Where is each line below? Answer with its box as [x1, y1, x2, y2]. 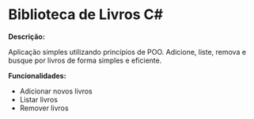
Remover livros [19, 103, 69, 113]
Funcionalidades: [8, 71, 66, 80]
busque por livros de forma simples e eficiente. [8, 56, 162, 65]
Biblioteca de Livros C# [8, 6, 164, 24]
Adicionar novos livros [19, 86, 93, 96]
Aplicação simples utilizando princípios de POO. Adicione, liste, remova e [8, 47, 247, 56]
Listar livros [19, 94, 58, 104]
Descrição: [8, 32, 45, 41]
